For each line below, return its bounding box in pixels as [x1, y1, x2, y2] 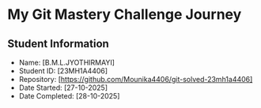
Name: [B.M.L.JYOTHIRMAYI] [18, 58, 115, 67]
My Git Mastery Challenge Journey [7, 6, 242, 24]
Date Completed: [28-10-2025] [18, 91, 120, 100]
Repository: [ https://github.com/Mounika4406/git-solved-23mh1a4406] [18, 75, 253, 84]
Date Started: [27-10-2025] [18, 83, 108, 92]
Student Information [7, 37, 110, 50]
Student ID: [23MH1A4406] [18, 66, 108, 76]
